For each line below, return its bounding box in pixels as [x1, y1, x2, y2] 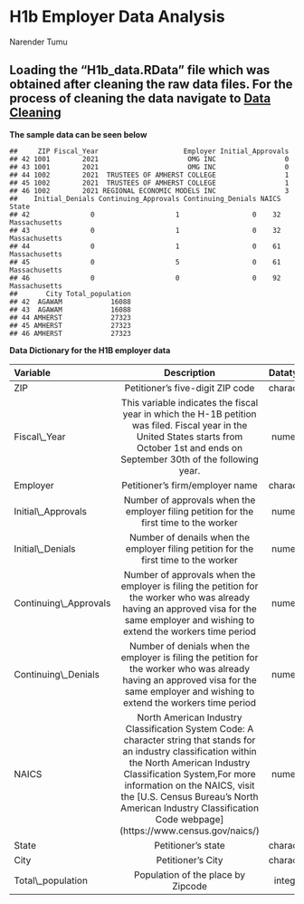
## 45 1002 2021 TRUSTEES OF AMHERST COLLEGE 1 [9, 178, 290, 188]
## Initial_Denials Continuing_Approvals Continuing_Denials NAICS [9, 194, 281, 203]
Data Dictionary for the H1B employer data [9, 344, 171, 355]
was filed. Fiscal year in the [131, 418, 248, 431]
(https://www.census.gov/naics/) [119, 824, 261, 837]
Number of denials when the [129, 640, 251, 652]
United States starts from [136, 430, 243, 443]
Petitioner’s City [156, 853, 223, 866]
